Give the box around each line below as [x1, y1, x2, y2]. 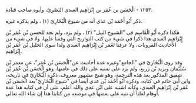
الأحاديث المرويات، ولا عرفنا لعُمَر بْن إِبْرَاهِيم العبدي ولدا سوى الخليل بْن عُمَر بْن [5, 42, 177, 48]
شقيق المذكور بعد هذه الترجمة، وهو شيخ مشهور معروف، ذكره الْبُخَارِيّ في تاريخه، [5, 71, 182, 78]
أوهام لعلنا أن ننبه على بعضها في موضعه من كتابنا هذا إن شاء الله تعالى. [5, 90, 160, 97]
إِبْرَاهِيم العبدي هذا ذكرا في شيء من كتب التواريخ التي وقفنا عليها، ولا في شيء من [5, 35, 183, 42]
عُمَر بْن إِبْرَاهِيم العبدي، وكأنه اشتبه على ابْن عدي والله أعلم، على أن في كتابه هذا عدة [5, 84, 189, 91]
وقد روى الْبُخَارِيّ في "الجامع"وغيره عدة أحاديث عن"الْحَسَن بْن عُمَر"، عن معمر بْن [5, 59, 183, 66]
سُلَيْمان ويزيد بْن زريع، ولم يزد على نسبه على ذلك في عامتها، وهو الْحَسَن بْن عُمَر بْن [5, 65, 187, 72]
